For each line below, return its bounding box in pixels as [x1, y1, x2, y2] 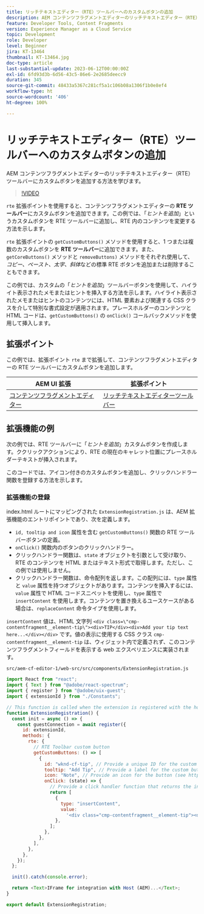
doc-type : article [6, 60, 53, 66]
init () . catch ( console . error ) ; [12, 874, 88, 880]
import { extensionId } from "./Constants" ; [6, 693, 121, 700]
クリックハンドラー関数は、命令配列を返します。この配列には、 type [15, 574, 185, 582]
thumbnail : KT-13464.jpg [6, 54, 69, 60]
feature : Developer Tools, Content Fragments [6, 20, 123, 26]
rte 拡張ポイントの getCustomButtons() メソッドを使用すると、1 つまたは [6, 238, 189, 245]
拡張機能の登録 [6, 493, 50, 501]
